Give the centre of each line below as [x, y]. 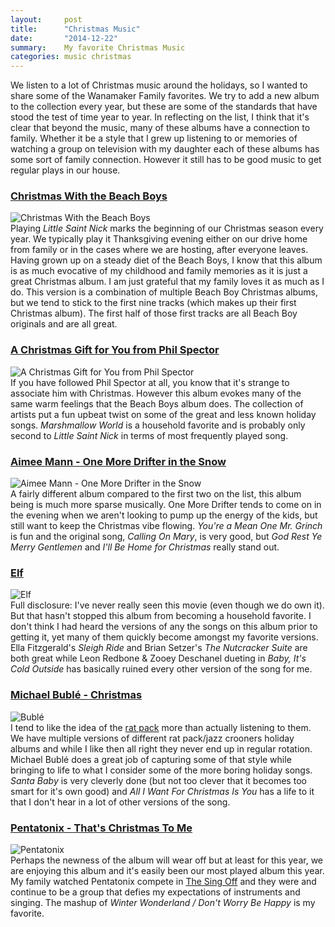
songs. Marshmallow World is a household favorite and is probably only [158, 425]
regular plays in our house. [65, 170]
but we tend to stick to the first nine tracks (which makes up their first [153, 303]
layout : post [46, 19]
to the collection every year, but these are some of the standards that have [164, 107]
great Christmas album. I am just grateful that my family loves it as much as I [167, 282]
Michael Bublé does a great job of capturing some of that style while [151, 759]
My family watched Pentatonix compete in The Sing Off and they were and [163, 881]
